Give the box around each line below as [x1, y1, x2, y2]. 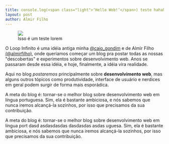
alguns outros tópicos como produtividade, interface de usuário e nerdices [5, 77, 160, 83]
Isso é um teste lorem [18, 36, 63, 42]
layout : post [5, 12, 33, 17]
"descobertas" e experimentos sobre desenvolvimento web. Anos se [5, 56, 148, 62]
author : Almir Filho [5, 17, 49, 22]
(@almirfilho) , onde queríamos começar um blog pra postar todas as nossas [5, 51, 163, 57]
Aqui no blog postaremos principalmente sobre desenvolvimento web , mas [5, 71, 162, 77]
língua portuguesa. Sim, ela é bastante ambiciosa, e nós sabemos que [5, 97, 150, 103]
